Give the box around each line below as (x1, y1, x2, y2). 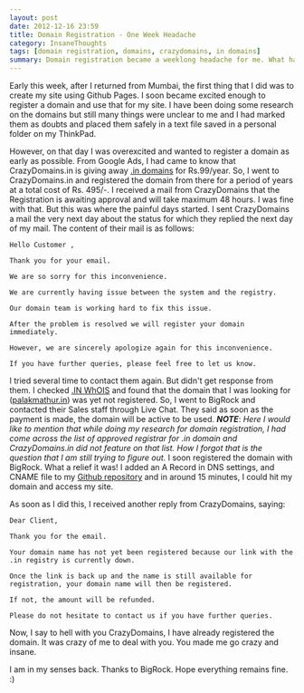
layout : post (9, 13, 59, 23)
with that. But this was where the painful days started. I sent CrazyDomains (9, 204, 290, 214)
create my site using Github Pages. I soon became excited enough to (9, 90, 266, 101)
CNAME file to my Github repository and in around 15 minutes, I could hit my (9, 472, 292, 482)
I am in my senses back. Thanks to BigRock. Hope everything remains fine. (9, 664, 289, 675)
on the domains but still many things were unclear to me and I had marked (9, 110, 286, 120)
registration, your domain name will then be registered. (9, 580, 233, 589)
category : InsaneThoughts (9, 38, 107, 48)
